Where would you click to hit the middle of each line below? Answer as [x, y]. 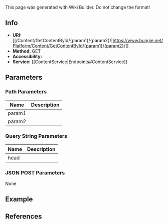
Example [19, 199]
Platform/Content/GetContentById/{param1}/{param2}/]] [70, 46]
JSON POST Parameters [35, 172]
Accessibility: [27, 56]
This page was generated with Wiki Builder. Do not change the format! [78, 7]
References [24, 216]
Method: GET [27, 51]
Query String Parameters [36, 136]
